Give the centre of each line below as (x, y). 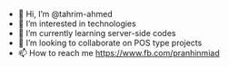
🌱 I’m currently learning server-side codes (97, 33)
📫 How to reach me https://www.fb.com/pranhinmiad (119, 53)
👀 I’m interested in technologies (77, 24)
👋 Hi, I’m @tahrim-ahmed (65, 14)
